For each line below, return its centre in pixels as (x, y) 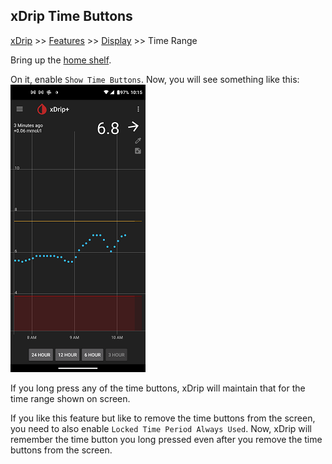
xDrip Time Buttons (71, 16)
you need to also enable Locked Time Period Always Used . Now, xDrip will (161, 428)
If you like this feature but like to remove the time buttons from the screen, (163, 418)
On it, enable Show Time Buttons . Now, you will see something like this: (155, 79)
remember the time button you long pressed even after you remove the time (166, 439)
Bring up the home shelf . (61, 60)
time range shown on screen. (70, 398)
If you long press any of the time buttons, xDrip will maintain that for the (158, 388)
